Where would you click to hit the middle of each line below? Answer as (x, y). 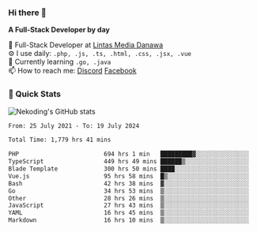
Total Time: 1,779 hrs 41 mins (60, 140)
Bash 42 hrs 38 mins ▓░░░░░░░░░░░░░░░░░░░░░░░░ (128, 183)
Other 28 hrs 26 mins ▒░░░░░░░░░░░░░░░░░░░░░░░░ (128, 198)
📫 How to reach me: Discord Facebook (72, 71)
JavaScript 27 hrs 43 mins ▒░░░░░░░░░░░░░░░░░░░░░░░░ (128, 206)
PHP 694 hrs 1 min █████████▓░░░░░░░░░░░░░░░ (128, 154)
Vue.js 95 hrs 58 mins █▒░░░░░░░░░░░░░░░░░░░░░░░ (128, 176)
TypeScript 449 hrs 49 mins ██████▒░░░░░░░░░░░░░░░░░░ (128, 162)
